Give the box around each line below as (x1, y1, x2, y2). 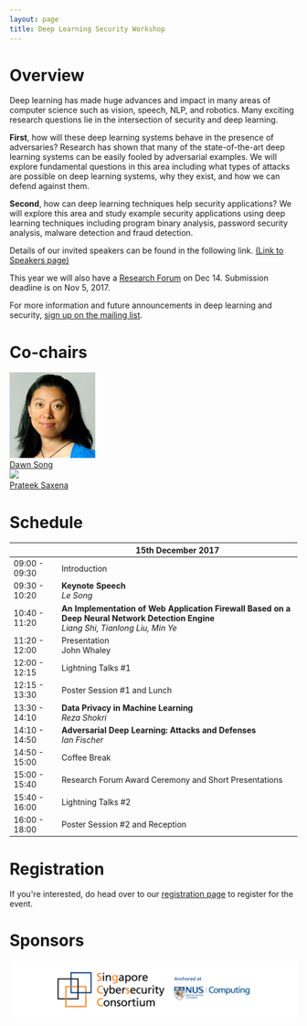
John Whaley (61, 644, 111, 655)
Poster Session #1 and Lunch (61, 684, 172, 695)
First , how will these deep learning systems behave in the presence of (9, 132, 274, 143)
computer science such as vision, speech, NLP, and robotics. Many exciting (9, 105, 294, 116)
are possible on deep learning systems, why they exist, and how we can (9, 171, 281, 182)
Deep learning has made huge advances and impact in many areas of (9, 95, 271, 106)
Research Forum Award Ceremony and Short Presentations (61, 774, 283, 785)
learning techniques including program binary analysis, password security (9, 217, 289, 228)
